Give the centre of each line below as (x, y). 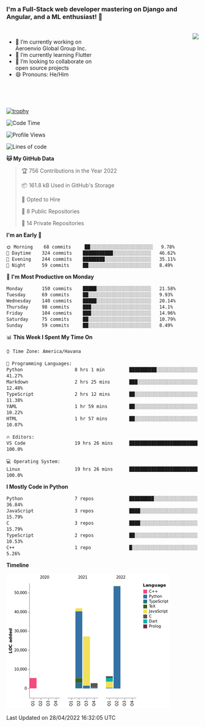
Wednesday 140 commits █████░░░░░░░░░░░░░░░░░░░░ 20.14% (91, 301)
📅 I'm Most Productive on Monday (50, 277)
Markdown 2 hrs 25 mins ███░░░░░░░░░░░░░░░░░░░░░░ (102, 382)
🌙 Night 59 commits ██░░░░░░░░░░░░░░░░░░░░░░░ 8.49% (90, 266)
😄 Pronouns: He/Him (42, 75)
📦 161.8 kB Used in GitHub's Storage (68, 185)
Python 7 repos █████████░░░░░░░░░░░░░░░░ (102, 499)
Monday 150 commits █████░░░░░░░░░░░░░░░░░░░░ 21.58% (91, 289)
